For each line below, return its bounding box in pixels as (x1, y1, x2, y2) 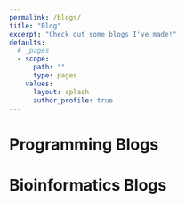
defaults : (9, 37, 46, 47)
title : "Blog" (9, 21, 62, 30)
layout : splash (32, 87, 90, 96)
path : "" (32, 63, 66, 72)
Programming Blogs (9, 134, 159, 154)
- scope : (17, 54, 50, 63)
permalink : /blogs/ (9, 12, 82, 22)
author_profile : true (32, 95, 114, 105)
